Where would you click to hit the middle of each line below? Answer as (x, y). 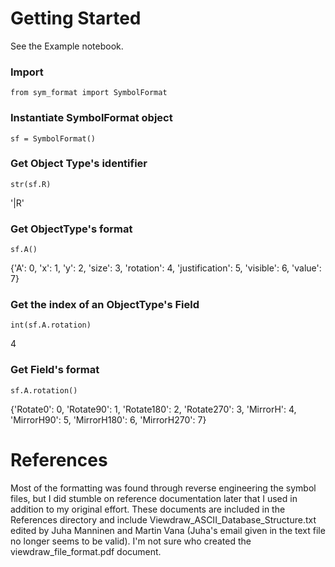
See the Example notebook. (67, 46)
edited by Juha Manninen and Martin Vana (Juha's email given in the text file (168, 530)
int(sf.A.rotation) (51, 325)
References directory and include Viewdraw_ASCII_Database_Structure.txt (163, 519)
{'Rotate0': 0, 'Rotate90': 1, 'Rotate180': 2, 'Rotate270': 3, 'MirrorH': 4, (153, 409)
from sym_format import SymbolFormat (89, 93)
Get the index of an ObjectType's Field (105, 305)
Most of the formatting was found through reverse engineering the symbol (163, 488)
